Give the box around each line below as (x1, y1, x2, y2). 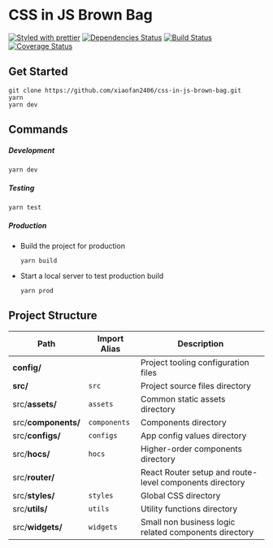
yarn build (19, 257, 58, 265)
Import (97, 333, 124, 344)
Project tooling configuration (141, 356, 249, 368)
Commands (8, 123, 69, 137)
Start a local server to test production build (19, 271, 164, 281)
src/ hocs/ (12, 448, 50, 459)
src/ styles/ (12, 489, 55, 501)
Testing (8, 183, 35, 193)
